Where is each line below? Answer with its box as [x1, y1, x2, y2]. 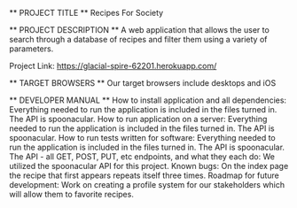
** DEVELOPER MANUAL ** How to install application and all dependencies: [9, 95, 286, 105]
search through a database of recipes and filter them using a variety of [9, 35, 268, 44]
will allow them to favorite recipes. [9, 189, 135, 199]
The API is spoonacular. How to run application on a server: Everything [9, 114, 268, 124]
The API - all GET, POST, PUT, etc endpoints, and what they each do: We [9, 151, 275, 162]
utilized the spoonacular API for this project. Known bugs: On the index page [9, 161, 289, 171]
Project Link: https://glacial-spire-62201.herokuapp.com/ [9, 61, 217, 71]
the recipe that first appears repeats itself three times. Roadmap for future [9, 170, 279, 181]
